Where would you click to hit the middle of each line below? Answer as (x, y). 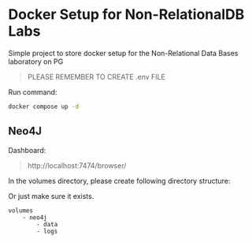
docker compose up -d (44, 107)
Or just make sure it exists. (51, 196)
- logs (47, 231)
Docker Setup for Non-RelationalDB (126, 15)
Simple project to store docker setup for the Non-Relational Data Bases (123, 53)
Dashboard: (27, 150)
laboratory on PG (36, 62)
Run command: (33, 92)
